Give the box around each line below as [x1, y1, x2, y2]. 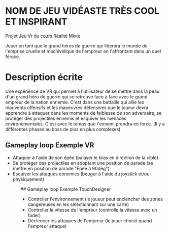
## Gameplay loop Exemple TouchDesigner [20, 186, 111, 192]
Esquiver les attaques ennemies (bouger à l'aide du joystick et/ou [12, 171, 150, 177]
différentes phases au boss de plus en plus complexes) [5, 126, 121, 132]
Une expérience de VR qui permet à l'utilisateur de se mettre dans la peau [5, 88, 160, 94]
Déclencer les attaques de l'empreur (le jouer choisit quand [27, 217, 152, 224]
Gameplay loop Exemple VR [5, 141, 94, 150]
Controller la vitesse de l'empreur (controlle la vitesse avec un [27, 206, 157, 213]
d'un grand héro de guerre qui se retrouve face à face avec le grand [5, 93, 148, 99]
